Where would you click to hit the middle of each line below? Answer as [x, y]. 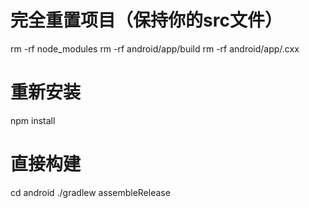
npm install [33, 120]
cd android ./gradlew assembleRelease [90, 192]
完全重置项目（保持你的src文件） [146, 20]
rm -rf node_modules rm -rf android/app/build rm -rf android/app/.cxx [155, 48]
